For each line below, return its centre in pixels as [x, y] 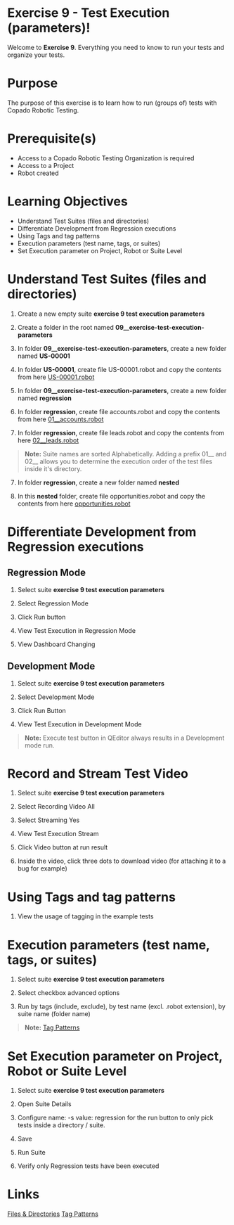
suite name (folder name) [54, 1014]
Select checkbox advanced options [69, 993]
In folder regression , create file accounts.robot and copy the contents [119, 411]
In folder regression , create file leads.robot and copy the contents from [121, 432]
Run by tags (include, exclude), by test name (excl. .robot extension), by [122, 1006]
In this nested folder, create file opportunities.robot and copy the [111, 496]
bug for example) [43, 868]
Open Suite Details [44, 1104]
